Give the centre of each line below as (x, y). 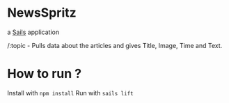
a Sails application (33, 32)
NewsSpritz (42, 13)
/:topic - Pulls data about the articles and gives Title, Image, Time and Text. (115, 45)
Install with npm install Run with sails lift (70, 93)
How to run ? (45, 74)
